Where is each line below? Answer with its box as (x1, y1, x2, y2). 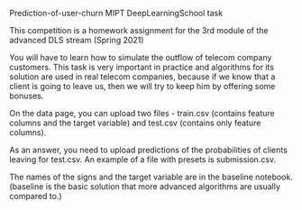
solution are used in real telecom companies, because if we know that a (9, 71, 276, 82)
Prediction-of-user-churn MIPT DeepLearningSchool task (9, 8, 224, 18)
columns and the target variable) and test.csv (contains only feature (9, 117, 261, 128)
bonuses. (9, 90, 44, 101)
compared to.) (9, 191, 62, 201)
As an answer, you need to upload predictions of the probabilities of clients (9, 144, 288, 155)
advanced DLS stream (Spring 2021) (9, 35, 144, 45)
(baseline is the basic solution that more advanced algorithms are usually (9, 181, 281, 192)
